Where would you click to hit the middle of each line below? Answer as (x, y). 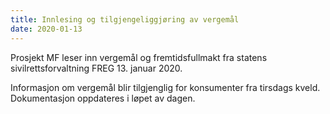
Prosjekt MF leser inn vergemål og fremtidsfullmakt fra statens (139, 57)
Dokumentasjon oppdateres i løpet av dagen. (103, 98)
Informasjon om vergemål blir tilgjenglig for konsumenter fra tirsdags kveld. (165, 87)
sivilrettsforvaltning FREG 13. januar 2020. (96, 68)
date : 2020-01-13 (46, 29)
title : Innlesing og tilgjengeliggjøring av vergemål (125, 19)
